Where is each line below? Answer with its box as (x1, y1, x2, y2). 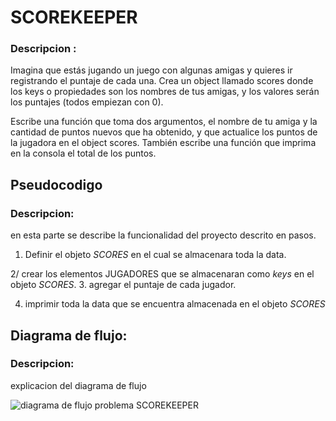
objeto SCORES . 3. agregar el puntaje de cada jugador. (10, 279, 237, 291)
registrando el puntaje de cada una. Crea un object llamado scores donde (10, 75, 314, 87)
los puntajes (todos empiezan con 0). (10, 96, 164, 108)
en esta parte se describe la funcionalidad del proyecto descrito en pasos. (10, 229, 317, 241)
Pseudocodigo (10, 176, 103, 193)
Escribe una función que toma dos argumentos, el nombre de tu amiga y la (10, 116, 318, 128)
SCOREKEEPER (10, 6, 138, 29)
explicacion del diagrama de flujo (10, 379, 147, 391)
